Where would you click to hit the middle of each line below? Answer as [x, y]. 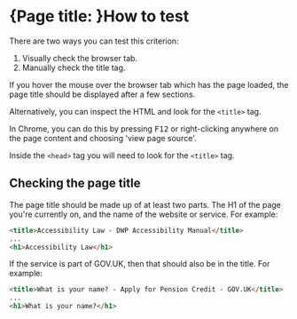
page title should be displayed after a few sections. [102, 94]
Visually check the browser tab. [80, 58]
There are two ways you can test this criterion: [94, 41]
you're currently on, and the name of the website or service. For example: [144, 214]
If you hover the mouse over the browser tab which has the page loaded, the [149, 84]
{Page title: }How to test [99, 16]
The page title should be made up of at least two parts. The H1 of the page [145, 204]
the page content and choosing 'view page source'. [103, 138]
